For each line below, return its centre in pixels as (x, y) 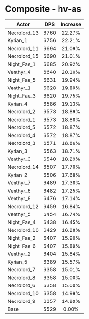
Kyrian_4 (17, 104)
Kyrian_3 (17, 151)
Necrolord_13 (23, 33)
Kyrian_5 (17, 262)
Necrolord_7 (22, 269)
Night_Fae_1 (22, 64)
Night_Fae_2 (22, 238)
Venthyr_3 (19, 159)
